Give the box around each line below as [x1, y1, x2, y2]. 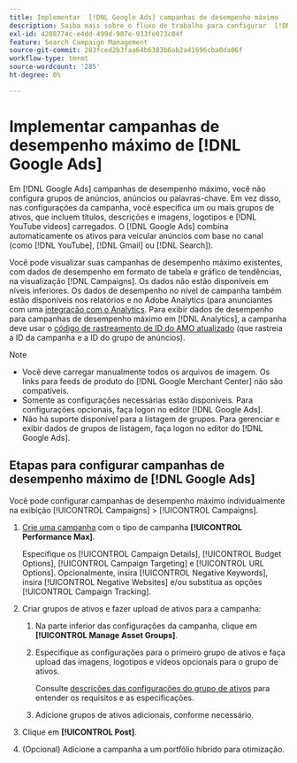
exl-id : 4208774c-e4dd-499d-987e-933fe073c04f [9, 29, 184, 38]
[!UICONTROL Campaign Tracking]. [21, 586, 152, 597]
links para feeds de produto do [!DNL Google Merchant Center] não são [21, 375, 284, 386]
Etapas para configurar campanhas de [9, 458, 225, 474]
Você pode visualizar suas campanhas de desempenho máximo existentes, [9, 257, 283, 267]
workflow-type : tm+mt [9, 54, 89, 63]
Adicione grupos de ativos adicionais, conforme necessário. [34, 709, 255, 720]
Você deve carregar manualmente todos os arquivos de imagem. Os [21, 366, 270, 377]
